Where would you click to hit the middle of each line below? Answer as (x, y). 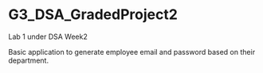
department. (29, 60)
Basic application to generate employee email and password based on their (132, 52)
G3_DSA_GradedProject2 (93, 15)
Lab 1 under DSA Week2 (48, 36)
